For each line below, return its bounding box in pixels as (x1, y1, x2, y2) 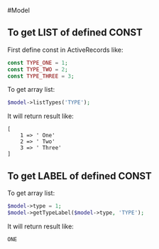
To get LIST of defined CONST (7, 26, 143, 38)
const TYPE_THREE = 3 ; (7, 73, 75, 80)
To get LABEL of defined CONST (7, 170, 153, 182)
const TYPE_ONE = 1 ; (7, 59, 69, 66)
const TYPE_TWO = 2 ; (7, 65, 69, 73)
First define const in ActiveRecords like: (7, 46, 124, 54)
